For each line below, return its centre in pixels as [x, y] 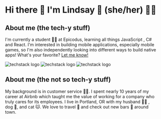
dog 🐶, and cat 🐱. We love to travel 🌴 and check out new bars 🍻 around [77, 107]
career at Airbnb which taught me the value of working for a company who [80, 96]
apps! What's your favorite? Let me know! [47, 55]
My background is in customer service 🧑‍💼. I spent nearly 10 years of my [77, 91]
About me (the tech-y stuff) [48, 28]
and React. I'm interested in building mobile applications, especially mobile [80, 45]
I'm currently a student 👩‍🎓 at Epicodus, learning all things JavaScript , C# [79, 39]
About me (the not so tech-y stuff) [58, 80]
